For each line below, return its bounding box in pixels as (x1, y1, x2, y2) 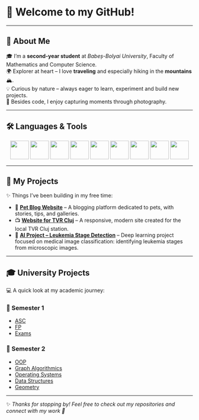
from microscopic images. (14, 244, 79, 252)
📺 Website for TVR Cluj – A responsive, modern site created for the (14, 217, 181, 224)
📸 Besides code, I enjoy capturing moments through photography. (6, 98, 167, 105)
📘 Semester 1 (6, 304, 44, 312)
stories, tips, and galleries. (14, 210, 79, 217)
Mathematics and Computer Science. (6, 61, 97, 68)
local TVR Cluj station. (14, 225, 69, 233)
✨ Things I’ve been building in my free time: (6, 192, 113, 199)
